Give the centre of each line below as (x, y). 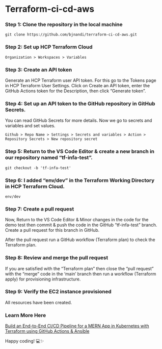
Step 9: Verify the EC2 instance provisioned (58, 292)
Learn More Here (26, 315)
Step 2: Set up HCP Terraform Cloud (49, 47)
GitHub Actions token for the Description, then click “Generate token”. (76, 91)
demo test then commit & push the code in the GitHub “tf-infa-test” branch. (81, 225)
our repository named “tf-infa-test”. (49, 158)
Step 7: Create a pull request (40, 209)
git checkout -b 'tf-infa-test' (38, 168)
